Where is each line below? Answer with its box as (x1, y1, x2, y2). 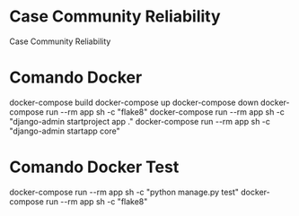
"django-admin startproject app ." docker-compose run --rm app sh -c (9, 116, 271, 126)
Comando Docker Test (9, 157, 180, 177)
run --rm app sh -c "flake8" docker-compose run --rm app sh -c (46, 106, 286, 117)
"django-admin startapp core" (9, 125, 121, 136)
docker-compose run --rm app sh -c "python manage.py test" (9, 186, 240, 197)
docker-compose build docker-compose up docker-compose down (9, 97, 259, 108)
